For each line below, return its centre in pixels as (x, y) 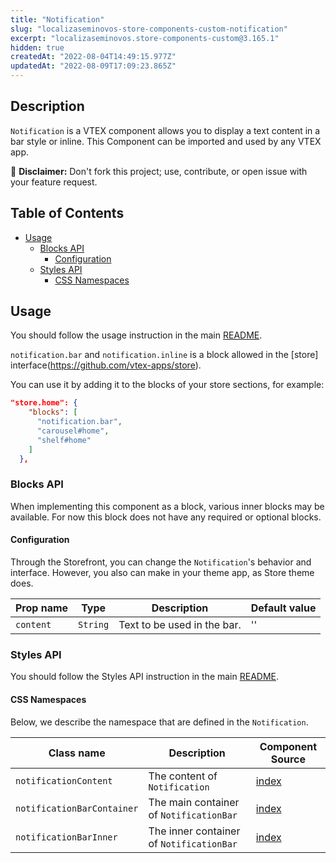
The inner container (194, 831)
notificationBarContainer (77, 808)
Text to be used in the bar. (180, 625)
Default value (283, 608)
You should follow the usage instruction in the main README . (136, 335)
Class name (77, 753)
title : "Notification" (57, 19)
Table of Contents (67, 213)
